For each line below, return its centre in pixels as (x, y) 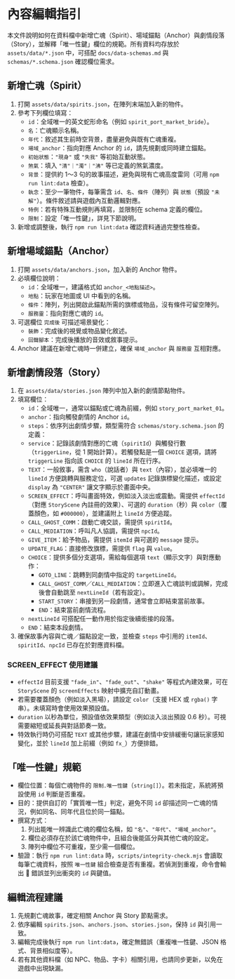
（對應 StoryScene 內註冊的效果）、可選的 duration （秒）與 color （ (125, 505)
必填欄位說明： (39, 278)
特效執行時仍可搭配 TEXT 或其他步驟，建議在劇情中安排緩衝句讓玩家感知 (121, 734)
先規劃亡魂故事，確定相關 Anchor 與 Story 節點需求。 (94, 916)
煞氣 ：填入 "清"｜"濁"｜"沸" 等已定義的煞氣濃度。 (97, 165)
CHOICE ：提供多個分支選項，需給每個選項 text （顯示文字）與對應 (121, 557)
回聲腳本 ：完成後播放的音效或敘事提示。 (85, 339)
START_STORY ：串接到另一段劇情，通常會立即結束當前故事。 (123, 601)
